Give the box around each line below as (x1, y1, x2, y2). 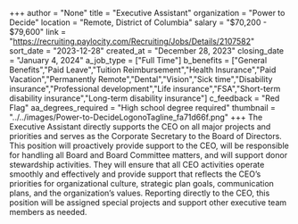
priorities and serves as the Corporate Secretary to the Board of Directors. (9, 131, 283, 141)
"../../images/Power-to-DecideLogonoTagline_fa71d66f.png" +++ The (9, 112, 263, 122)
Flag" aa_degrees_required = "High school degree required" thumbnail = (9, 103, 277, 112)
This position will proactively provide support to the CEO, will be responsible (9, 140, 290, 151)
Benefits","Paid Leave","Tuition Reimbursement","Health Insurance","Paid (9, 64, 277, 75)
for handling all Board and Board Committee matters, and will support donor (9, 150, 288, 160)
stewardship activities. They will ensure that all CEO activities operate (9, 160, 265, 170)
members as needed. (9, 207, 87, 217)
